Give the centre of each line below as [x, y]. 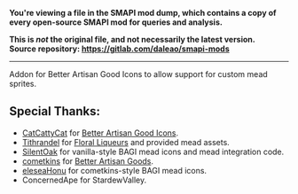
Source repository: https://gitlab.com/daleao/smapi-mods [119, 49]
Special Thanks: [55, 111]
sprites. [23, 84]
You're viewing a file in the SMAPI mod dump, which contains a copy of [143, 13]
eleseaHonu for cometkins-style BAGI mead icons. [114, 170]
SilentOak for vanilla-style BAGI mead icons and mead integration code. [153, 151]
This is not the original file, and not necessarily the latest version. [132, 39]
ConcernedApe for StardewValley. [84, 180]
